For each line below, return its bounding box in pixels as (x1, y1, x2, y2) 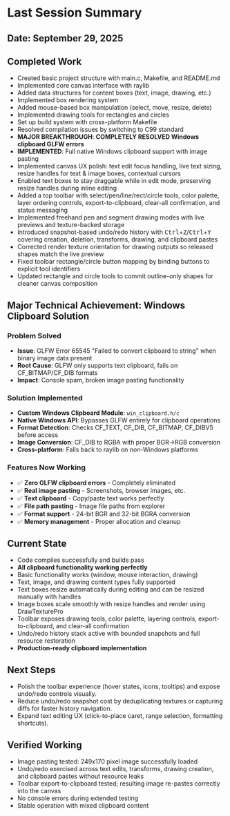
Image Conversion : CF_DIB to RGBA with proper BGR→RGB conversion (17, 438, 221, 447)
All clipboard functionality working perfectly (17, 563, 148, 572)
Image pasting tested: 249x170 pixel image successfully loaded (17, 757, 198, 766)
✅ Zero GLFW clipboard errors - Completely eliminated (17, 478, 176, 487)
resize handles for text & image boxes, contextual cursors (17, 169, 181, 177)
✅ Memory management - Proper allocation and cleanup (17, 517, 181, 525)
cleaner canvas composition (17, 280, 98, 288)
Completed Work (7, 55, 82, 67)
